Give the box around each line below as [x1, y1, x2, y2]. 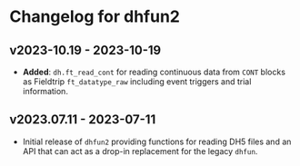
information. [22, 86, 68, 96]
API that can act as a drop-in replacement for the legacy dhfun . [22, 145, 258, 156]
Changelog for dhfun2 [9, 6, 180, 27]
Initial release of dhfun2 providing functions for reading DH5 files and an [22, 136, 292, 147]
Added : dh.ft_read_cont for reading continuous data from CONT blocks [22, 66, 286, 77]
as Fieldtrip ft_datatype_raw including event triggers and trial [22, 76, 252, 87]
